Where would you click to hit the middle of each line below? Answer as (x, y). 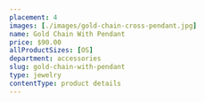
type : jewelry (36, 75)
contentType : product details (66, 83)
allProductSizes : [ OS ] (51, 51)
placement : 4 (33, 17)
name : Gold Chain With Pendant (67, 34)
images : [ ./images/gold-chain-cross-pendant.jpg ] (103, 26)
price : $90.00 (36, 42)
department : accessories (55, 59)
